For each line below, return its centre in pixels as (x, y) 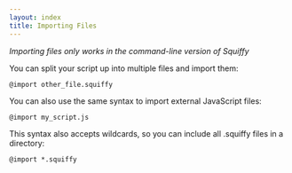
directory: (27, 143)
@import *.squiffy (43, 159)
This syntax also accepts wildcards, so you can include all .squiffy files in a (146, 133)
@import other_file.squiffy (61, 84)
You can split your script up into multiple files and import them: (124, 68)
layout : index (36, 17)
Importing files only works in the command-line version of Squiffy (130, 51)
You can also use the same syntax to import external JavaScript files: (135, 101)
